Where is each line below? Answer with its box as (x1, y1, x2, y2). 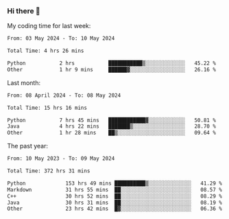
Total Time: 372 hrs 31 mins (7, 168, 91, 174)
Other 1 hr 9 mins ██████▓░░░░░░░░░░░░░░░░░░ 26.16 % (7, 66, 216, 73)
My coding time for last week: (7, 22, 91, 30)
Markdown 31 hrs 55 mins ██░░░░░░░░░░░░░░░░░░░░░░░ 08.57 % (7, 186, 223, 193)
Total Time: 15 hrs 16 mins (7, 104, 88, 111)
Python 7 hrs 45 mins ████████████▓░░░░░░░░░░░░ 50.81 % (7, 117, 216, 124)
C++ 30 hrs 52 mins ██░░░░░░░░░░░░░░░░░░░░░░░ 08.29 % (7, 192, 223, 200)
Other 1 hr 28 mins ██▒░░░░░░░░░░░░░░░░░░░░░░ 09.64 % (7, 130, 216, 137)
